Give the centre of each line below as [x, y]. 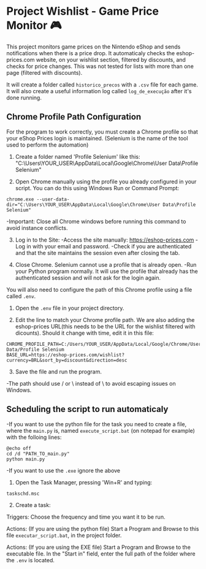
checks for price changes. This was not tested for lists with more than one [100, 66]
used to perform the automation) [48, 145]
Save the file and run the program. [59, 372]
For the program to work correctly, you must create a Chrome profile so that [102, 132]
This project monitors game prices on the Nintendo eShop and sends [93, 47]
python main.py [26, 459]
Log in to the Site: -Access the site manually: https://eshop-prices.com [105, 240]
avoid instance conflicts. [37, 227]
